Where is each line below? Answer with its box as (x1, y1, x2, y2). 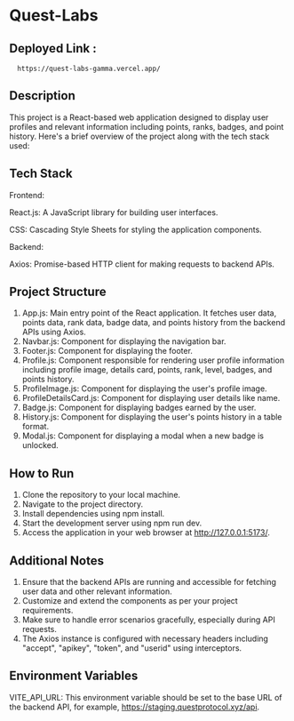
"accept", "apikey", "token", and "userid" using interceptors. (21, 643, 242, 653)
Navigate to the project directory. (21, 499, 144, 509)
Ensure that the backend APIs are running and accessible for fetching (21, 577, 277, 588)
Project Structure (9, 284, 107, 300)
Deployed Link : (9, 41, 97, 56)
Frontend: (9, 189, 45, 200)
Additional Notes (9, 553, 105, 568)
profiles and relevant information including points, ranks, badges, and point (9, 121, 284, 132)
